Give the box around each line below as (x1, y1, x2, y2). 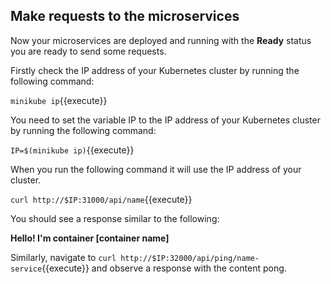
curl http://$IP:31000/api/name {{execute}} (10, 193, 193, 205)
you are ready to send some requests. (10, 45, 167, 57)
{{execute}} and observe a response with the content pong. (41, 262, 287, 274)
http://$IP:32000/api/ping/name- (120, 253, 260, 263)
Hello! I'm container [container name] (10, 232, 170, 244)
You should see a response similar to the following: (10, 212, 220, 224)
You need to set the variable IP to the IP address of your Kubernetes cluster (10, 114, 321, 126)
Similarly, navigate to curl (10, 251, 117, 263)
